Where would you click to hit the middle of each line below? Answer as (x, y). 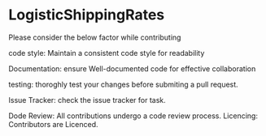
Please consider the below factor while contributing (95, 37)
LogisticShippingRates (87, 15)
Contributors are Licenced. (54, 124)
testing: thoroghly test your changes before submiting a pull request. (123, 84)
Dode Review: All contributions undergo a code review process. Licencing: (133, 116)
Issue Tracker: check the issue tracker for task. (87, 100)
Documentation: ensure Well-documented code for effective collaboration (132, 68)
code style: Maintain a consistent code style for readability (107, 53)
